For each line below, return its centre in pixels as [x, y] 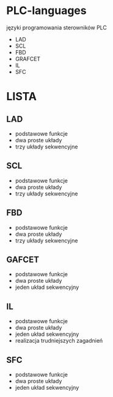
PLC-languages [46, 11]
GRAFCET [28, 59]
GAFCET [23, 259]
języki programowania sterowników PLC [56, 27]
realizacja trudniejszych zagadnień [59, 341]
